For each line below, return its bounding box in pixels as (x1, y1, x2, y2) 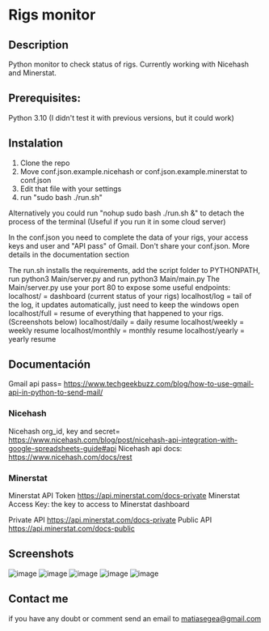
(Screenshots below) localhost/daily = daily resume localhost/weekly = (8, 317, 245, 326)
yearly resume (8, 334, 57, 343)
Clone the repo (19, 158, 70, 168)
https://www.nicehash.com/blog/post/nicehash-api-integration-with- (8, 435, 238, 445)
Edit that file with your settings (19, 184, 122, 194)
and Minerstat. (8, 68, 57, 78)
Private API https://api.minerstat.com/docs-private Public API (8, 515, 212, 525)
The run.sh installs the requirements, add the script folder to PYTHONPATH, (8, 265, 261, 275)
